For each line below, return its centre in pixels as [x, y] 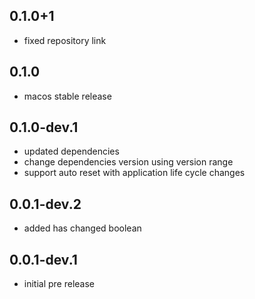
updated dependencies [71, 151]
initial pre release [59, 284]
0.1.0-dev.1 [44, 127]
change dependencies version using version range [128, 162]
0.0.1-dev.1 [43, 259]
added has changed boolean [82, 228]
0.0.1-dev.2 [45, 204]
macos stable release [67, 96]
